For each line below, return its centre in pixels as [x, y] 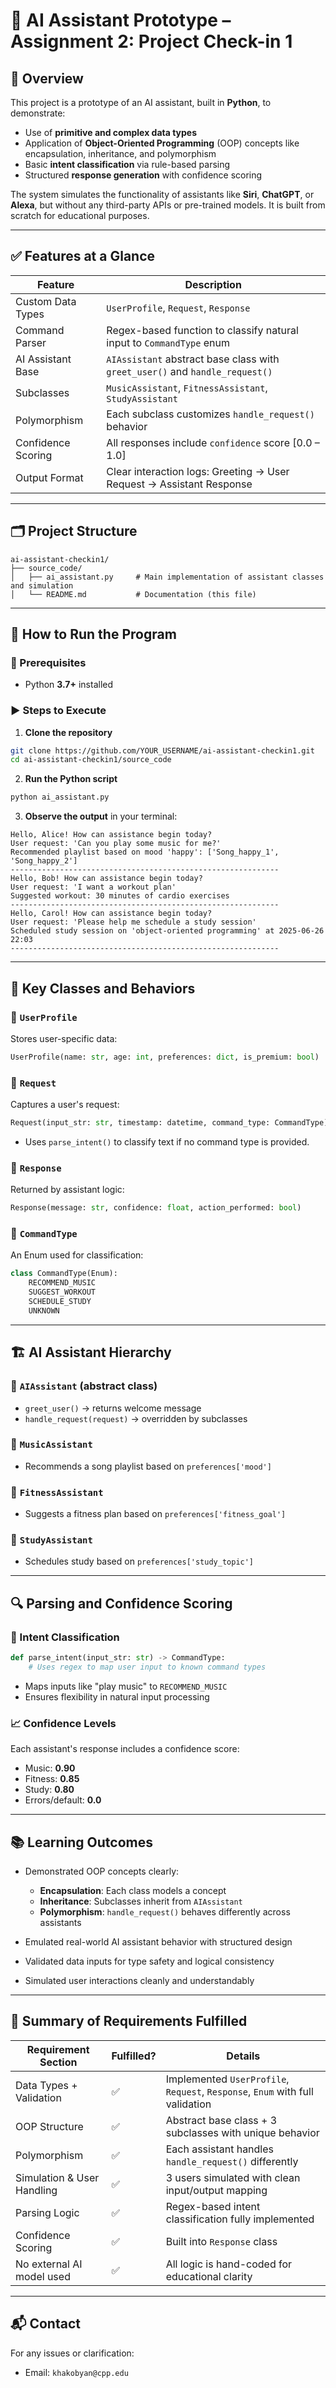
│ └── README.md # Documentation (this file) [133, 594]
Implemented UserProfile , [227, 2079]
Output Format [49, 477]
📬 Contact [45, 2324]
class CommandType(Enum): [64, 1274]
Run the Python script [71, 779]
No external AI [49, 2264]
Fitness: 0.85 [52, 1779]
